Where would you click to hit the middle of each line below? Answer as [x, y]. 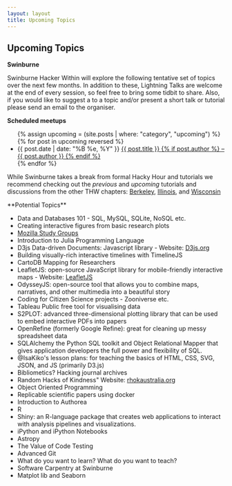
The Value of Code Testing [55, 446]
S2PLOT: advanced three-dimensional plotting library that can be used [117, 314]
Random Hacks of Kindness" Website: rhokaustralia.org [96, 380]
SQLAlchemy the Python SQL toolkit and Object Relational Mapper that [118, 344]
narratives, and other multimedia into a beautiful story [94, 292]
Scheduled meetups [37, 121]
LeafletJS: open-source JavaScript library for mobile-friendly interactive [120, 270]
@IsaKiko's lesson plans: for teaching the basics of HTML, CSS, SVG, [116, 358]
